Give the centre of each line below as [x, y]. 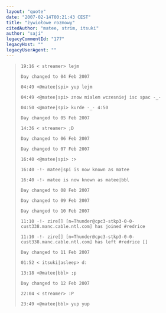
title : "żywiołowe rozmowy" [41, 22]
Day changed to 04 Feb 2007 [55, 76]
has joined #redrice [120, 226]
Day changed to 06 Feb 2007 [55, 138]
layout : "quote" [26, 12]
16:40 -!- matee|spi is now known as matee [75, 169]
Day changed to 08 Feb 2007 [55, 190]
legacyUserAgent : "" [32, 50]
